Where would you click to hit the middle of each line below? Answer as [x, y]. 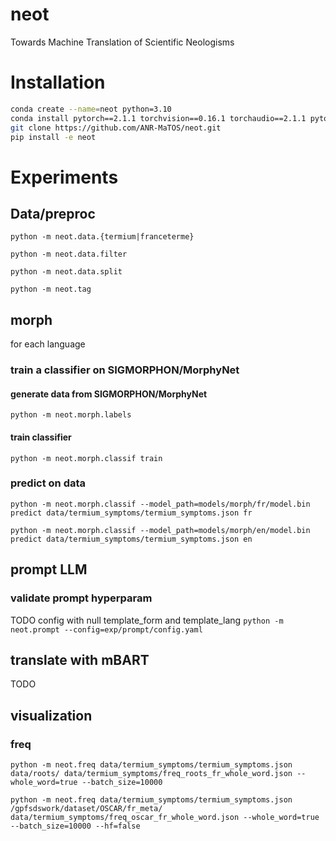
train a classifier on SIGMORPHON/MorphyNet [125, 370]
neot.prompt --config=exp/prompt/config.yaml [106, 629]
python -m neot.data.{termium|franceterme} [102, 237]
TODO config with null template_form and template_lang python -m [147, 620]
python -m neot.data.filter [69, 254]
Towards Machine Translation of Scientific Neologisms [122, 42]
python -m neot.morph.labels [71, 415]
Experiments [64, 177]
